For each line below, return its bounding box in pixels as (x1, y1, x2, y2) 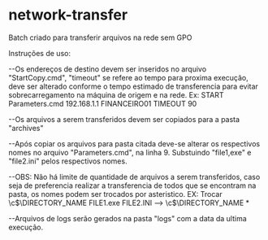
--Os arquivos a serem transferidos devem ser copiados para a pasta (8, 114, 240, 124)
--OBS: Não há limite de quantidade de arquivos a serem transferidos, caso (8, 172, 261, 181)
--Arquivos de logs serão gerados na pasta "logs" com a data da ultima (8, 213, 248, 223)
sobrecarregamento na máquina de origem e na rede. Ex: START (8, 89, 225, 99)
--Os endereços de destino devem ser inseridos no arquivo (8, 63, 207, 74)
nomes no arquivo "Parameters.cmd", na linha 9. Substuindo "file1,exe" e (8, 147, 252, 157)
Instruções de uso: (8, 48, 71, 58)
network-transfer (8, 6, 128, 24)
